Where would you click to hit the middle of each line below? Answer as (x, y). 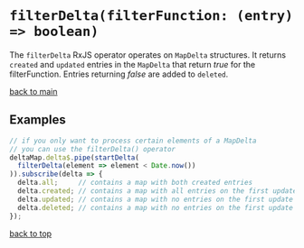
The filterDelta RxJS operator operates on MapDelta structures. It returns (148, 55)
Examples (38, 120)
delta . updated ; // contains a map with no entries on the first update (156, 199)
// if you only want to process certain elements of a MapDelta (133, 141)
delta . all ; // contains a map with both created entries (135, 183)
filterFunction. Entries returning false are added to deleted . (119, 74)
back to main (33, 91)
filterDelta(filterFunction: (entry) (152, 16)
